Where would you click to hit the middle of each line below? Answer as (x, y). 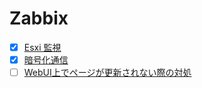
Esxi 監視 (42, 47)
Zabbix (39, 18)
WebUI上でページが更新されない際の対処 (107, 73)
